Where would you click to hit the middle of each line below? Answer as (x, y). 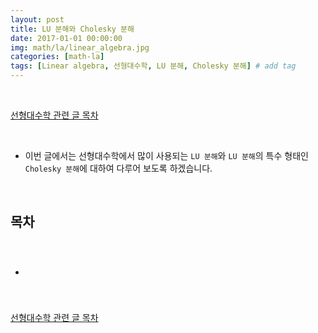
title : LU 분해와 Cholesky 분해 (72, 29)
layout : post (37, 19)
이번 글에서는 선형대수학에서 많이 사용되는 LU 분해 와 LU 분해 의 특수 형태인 (166, 155)
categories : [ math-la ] (57, 57)
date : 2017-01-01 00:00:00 (66, 38)
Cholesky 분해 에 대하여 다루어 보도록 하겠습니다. (118, 168)
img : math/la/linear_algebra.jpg (80, 47)
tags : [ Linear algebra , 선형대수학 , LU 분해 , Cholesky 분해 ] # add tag (153, 66)
